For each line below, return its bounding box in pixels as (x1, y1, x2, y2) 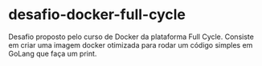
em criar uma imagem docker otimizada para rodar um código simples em (8, 40, 253, 49)
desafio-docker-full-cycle (8, 6, 186, 24)
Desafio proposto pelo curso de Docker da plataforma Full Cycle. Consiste (8, 32, 255, 41)
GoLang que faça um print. (8, 49, 97, 58)
